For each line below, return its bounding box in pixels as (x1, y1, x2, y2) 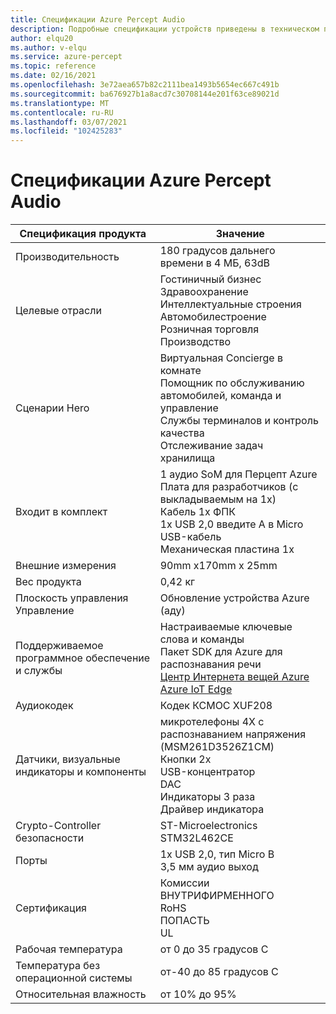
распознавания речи (159, 657, 262, 671)
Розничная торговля (159, 322, 259, 336)
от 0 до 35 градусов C (159, 942, 269, 956)
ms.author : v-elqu (10, 42, 87, 53)
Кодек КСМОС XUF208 (159, 699, 273, 713)
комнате (159, 364, 202, 378)
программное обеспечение (15, 651, 151, 665)
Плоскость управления (15, 591, 129, 605)
